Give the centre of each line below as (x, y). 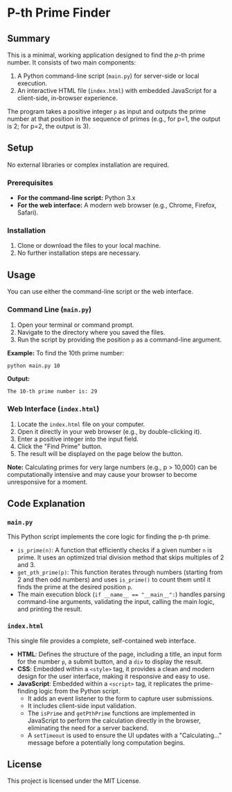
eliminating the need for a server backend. (88, 727)
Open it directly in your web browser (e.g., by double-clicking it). (109, 431)
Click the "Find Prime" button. (60, 446)
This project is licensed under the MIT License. (74, 781)
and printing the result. (50, 609)
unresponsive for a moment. (47, 482)
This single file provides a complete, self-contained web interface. (101, 641)
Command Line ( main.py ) (50, 310)
